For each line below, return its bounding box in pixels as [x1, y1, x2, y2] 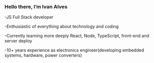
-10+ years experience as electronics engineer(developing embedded [4, 47, 144, 53]
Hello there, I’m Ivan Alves [4, 3, 68, 10]
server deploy [4, 38, 33, 44]
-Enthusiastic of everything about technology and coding [4, 24, 119, 29]
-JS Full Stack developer [4, 14, 54, 20]
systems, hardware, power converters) [4, 52, 82, 58]
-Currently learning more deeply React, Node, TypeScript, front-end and [4, 33, 149, 39]
